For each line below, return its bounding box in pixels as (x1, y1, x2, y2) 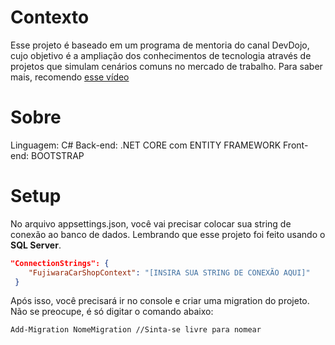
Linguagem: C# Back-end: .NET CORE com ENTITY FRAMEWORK (10, 139, 282, 151)
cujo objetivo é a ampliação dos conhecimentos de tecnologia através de (10, 49, 312, 61)
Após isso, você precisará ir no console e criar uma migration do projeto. (10, 295, 310, 307)
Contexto (10, 6, 90, 29)
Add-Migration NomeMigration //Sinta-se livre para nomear (10, 325, 262, 335)
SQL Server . (10, 239, 62, 251)
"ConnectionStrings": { (10, 258, 110, 268)
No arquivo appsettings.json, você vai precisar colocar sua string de (10, 217, 292, 230)
